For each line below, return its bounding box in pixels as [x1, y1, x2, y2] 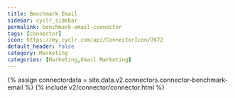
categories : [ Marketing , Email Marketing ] [7, 56, 132, 63]
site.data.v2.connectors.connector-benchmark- [88, 75, 229, 84]
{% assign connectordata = [7, 75, 87, 84]
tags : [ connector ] [7, 30, 62, 37]
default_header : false [7, 43, 75, 50]
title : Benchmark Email [7, 10, 78, 18]
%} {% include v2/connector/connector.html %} [24, 82, 165, 92]
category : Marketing [7, 50, 69, 57]
